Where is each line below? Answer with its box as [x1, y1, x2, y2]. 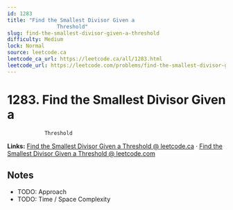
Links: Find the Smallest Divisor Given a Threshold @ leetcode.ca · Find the [7, 142, 223, 150]
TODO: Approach [17, 188, 67, 196]
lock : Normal [7, 42, 45, 49]
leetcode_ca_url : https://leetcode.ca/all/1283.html [7, 56, 163, 63]
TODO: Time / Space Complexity [17, 195, 111, 204]
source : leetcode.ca [7, 49, 67, 56]
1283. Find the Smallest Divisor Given [7, 92, 226, 108]
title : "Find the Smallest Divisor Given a [7, 17, 135, 24]
